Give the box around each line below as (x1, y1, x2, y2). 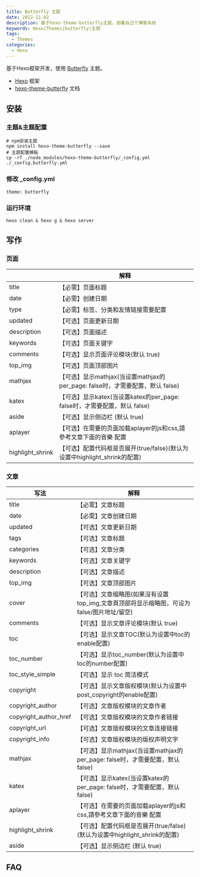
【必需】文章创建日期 (77, 512, 137, 520)
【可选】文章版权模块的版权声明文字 (77, 735, 179, 744)
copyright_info (9, 735, 49, 744)
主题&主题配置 (6, 123, 48, 132)
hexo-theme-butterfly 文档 (14, 85, 80, 92)
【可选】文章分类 (77, 546, 125, 554)
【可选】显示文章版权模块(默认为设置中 (77, 682, 187, 690)
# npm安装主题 (6, 138, 37, 144)
